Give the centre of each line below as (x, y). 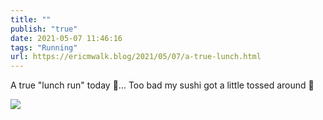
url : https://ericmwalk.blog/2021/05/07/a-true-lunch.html (136, 57)
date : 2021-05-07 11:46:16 (66, 38)
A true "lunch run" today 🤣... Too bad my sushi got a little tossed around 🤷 (162, 85)
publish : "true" (44, 29)
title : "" (31, 19)
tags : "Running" (44, 47)
